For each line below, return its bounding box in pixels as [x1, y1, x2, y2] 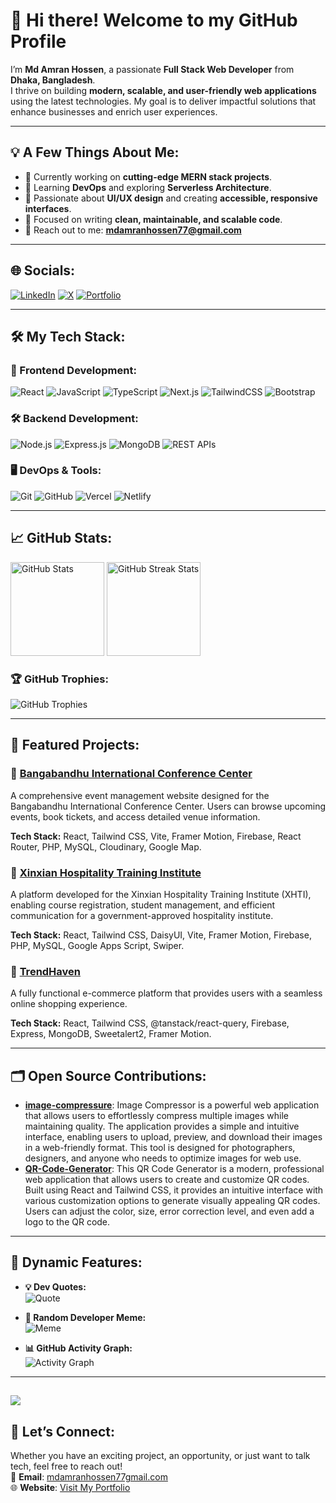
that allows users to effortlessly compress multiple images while [24, 1110, 290, 1122]
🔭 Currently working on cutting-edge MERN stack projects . [24, 170, 273, 183]
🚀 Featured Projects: [10, 737, 140, 754]
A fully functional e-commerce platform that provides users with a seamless [10, 987, 323, 999]
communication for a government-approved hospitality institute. [10, 909, 274, 921]
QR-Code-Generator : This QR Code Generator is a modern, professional [24, 1163, 325, 1175]
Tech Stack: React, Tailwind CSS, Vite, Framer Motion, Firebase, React [10, 830, 302, 842]
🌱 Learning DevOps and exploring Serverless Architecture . [24, 181, 272, 193]
